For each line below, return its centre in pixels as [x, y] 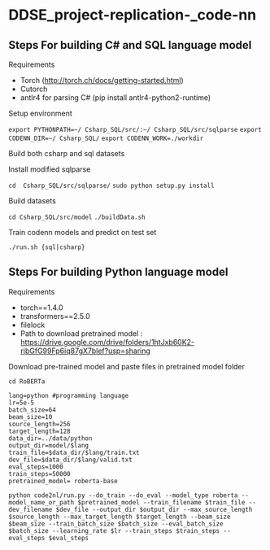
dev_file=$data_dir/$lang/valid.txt [70, 460]
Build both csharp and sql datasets [67, 153]
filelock [33, 325]
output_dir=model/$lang [49, 445]
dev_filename [30, 509]
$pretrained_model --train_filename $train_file [161, 502]
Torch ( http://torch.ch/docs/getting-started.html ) [102, 80]
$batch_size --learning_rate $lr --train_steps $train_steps [114, 530]
